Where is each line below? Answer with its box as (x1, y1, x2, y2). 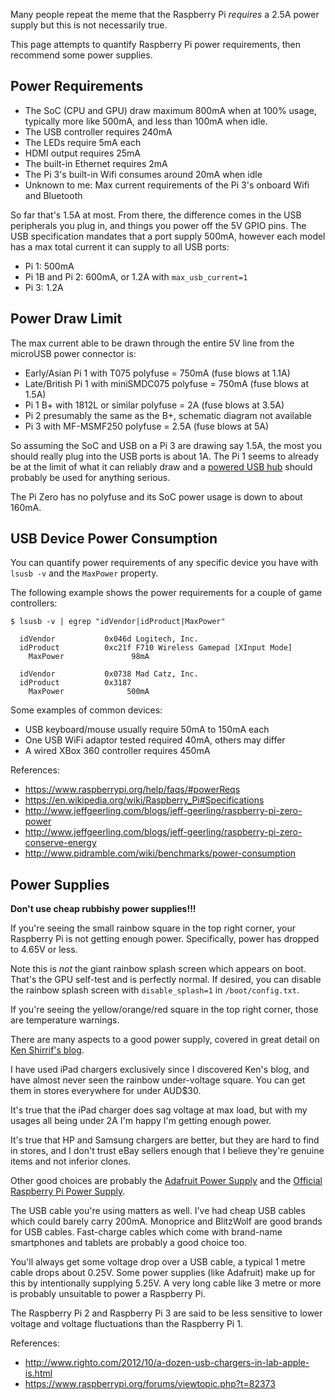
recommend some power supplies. (10, 49, 153, 61)
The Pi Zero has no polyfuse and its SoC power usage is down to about (10, 490, 303, 503)
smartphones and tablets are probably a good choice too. (10, 1237, 248, 1249)
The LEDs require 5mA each (24, 136, 142, 148)
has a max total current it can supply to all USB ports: (10, 240, 230, 253)
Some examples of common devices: (10, 704, 163, 716)
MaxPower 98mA (28, 652, 150, 662)
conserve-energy (24, 837, 97, 849)
